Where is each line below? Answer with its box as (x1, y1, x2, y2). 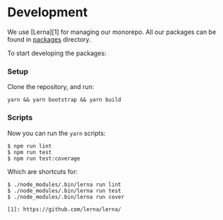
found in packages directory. (7, 35, 91, 43)
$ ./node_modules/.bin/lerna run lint (7, 181, 121, 188)
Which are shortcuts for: (7, 167, 78, 175)
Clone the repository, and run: (7, 83, 95, 91)
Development (7, 4, 88, 21)
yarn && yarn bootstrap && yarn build (7, 96, 121, 103)
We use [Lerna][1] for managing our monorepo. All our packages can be (7, 28, 217, 36)
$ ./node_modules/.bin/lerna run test (7, 187, 121, 195)
